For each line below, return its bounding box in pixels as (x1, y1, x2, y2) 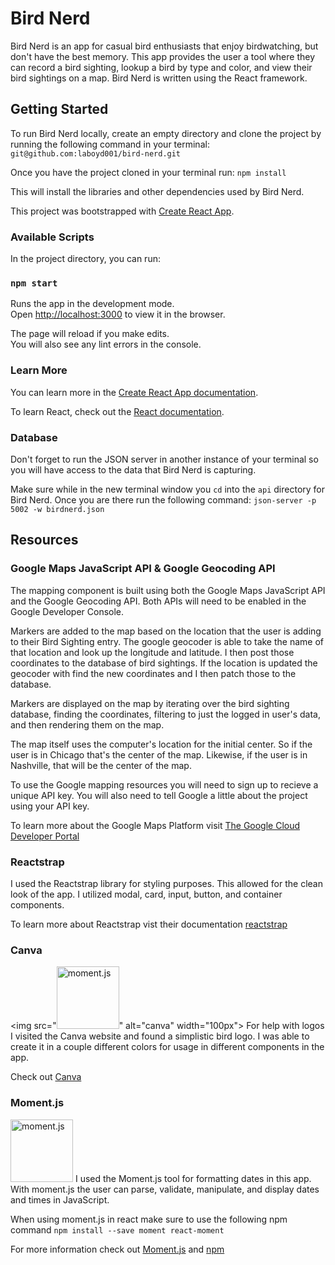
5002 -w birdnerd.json (10, 504, 105, 514)
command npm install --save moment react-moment (10, 1223, 225, 1236)
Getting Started (10, 101, 109, 118)
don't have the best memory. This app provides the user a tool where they (10, 50, 316, 62)
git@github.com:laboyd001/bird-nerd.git (10, 148, 182, 159)
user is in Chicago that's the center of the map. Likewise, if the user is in (10, 748, 308, 761)
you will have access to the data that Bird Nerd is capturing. (10, 463, 257, 476)
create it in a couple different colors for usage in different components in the (10, 1041, 325, 1053)
